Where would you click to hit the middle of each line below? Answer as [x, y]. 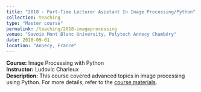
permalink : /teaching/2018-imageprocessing [62, 29]
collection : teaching [33, 18]
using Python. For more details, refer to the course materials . [82, 82]
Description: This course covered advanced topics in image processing [96, 76]
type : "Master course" [35, 23]
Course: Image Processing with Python [55, 63]
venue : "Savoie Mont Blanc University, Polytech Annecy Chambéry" [91, 34]
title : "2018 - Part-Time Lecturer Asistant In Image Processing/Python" [101, 12]
